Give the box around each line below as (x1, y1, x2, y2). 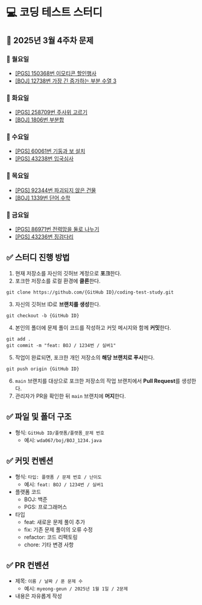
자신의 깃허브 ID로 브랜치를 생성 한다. (14, 300, 101, 308)
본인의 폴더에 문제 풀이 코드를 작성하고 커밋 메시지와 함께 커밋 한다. (14, 324, 171, 331)
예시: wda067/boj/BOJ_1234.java (24, 436, 103, 444)
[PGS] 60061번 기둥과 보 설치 (14, 147, 86, 155)
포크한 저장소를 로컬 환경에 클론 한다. (14, 277, 101, 284)
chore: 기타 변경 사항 (24, 541, 74, 548)
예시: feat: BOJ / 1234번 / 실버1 (24, 481, 104, 488)
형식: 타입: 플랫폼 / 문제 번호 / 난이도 (14, 473, 103, 480)
